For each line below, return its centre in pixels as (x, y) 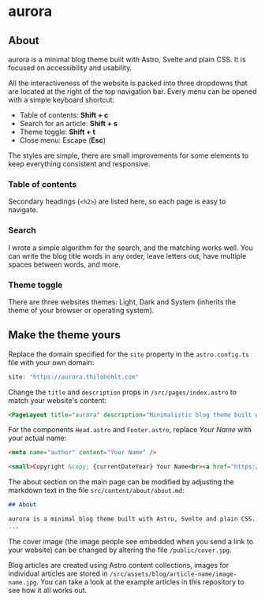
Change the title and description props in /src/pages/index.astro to (123, 392)
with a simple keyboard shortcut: (62, 100)
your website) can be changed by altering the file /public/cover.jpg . (120, 550)
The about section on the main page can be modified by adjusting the (121, 482)
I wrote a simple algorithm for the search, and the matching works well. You (131, 248)
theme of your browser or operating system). (81, 310)
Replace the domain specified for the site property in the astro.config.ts (129, 354)
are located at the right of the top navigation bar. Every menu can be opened (132, 91)
